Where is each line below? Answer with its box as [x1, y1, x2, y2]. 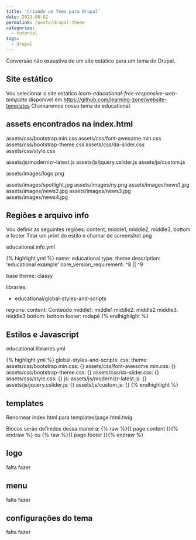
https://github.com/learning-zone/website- [63, 96, 167, 103]
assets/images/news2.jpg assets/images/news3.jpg [6, 187, 131, 194]
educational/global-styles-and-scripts [14, 295, 106, 302]
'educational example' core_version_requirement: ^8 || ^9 [6, 261, 143, 268]
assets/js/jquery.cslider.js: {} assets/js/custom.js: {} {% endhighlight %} [6, 381, 178, 388]
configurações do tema [6, 513, 93, 523]
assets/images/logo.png [6, 170, 64, 177]
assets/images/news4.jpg [6, 194, 68, 201]
